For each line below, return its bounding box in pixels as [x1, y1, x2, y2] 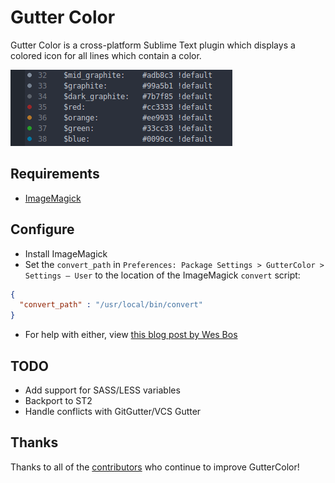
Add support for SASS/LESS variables [24, 384, 181, 396]
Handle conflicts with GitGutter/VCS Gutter [24, 406, 202, 417]
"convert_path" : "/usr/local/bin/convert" [19, 300, 203, 310]
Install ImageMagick [24, 247, 108, 260]
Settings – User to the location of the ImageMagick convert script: [24, 269, 301, 281]
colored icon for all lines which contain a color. [10, 49, 202, 61]
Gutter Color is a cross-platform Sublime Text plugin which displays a [10, 39, 296, 51]
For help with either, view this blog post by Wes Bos [24, 329, 238, 341]
